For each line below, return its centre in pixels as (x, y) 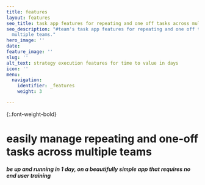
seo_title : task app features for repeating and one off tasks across (98, 23)
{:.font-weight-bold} (31, 114)
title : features (27, 12)
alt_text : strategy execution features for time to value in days (92, 63)
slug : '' (17, 57)
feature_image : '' (30, 52)
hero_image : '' (26, 40)
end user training (29, 175)
